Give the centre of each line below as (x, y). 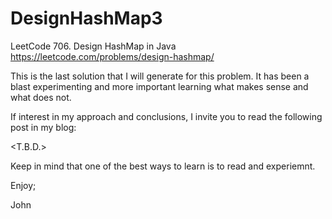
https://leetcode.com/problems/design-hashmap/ (112, 56)
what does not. (41, 97)
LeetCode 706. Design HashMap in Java (93, 46)
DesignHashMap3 (86, 18)
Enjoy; (23, 185)
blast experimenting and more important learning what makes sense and (159, 86)
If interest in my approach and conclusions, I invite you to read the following (166, 116)
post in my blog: (43, 127)
